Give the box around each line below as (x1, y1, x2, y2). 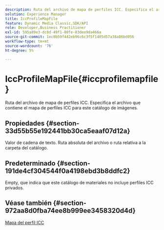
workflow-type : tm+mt (5, 39, 49, 44)
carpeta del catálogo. (5, 145, 48, 151)
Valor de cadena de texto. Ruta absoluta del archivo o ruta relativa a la (5, 140, 146, 146)
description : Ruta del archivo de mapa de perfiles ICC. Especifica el (5, 7, 154, 12)
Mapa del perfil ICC (5, 219, 44, 225)
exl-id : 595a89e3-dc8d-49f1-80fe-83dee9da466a (5, 30, 102, 35)
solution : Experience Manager (5, 12, 67, 17)
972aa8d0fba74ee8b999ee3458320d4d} (5, 207, 136, 215)
